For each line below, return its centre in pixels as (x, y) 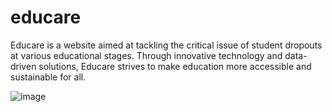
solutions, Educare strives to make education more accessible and (175, 66)
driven (23, 66)
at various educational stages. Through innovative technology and (146, 55)
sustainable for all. (48, 77)
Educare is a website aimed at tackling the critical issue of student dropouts (166, 45)
